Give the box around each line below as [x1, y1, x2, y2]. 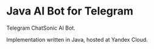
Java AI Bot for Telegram [6, 4, 134, 18]
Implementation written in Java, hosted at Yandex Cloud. [6, 36, 148, 43]
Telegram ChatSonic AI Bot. [6, 24, 76, 31]
